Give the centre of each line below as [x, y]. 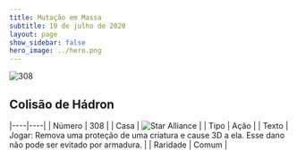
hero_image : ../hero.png [55, 51]
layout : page [34, 34]
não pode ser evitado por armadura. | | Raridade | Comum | [119, 145]
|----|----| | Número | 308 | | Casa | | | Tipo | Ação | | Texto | [149, 125]
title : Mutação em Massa [55, 17]
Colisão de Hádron [62, 104]
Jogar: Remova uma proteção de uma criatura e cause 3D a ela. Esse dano [147, 135]
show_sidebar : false [48, 42]
